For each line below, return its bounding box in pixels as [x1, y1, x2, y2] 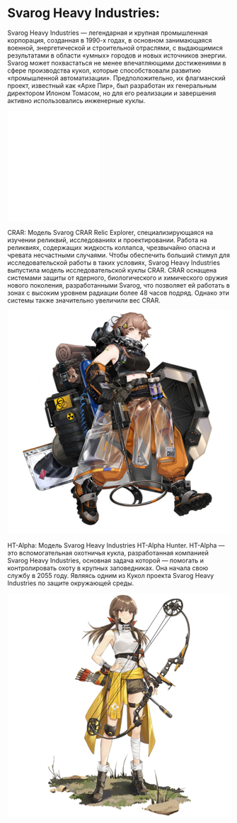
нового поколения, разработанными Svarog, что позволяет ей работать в [7, 280, 230, 289]
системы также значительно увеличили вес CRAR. [7, 296, 161, 305]
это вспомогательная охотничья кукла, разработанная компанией [7, 548, 209, 557]
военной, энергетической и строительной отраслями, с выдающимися [7, 43, 223, 52]
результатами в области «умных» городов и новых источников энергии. [7, 51, 227, 60]
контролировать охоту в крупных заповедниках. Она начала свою [7, 563, 209, 572]
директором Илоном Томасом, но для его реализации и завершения [7, 89, 216, 97]
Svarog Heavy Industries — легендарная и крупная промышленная [7, 28, 209, 37]
